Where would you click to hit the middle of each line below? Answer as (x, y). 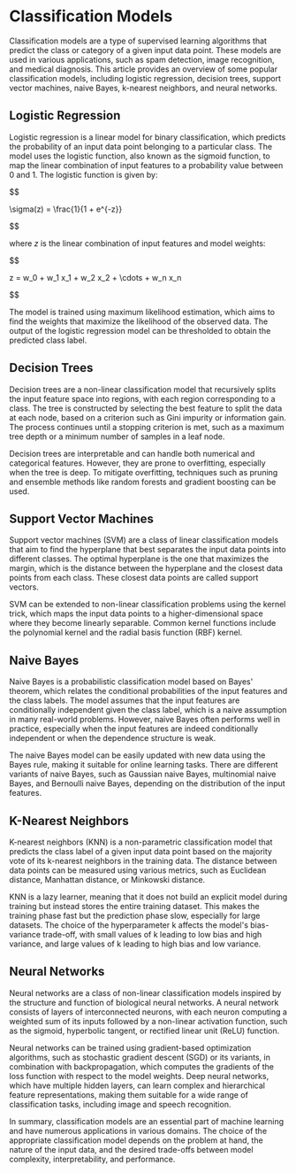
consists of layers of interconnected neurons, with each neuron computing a (148, 1012)
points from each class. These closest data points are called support (134, 578)
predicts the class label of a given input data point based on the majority (140, 851)
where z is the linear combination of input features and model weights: (137, 243)
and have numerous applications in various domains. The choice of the (138, 1131)
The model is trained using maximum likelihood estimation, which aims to (142, 312)
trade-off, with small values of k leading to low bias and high (152, 934)
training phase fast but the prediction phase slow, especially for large (135, 915)
